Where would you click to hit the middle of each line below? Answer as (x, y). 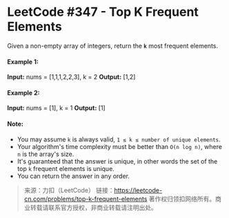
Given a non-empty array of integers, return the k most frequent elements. (113, 46)
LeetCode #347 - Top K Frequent (103, 12)
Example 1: (23, 61)
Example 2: (23, 92)
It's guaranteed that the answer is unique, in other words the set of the (117, 161)
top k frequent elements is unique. (66, 168)
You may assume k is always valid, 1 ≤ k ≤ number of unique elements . (119, 139)
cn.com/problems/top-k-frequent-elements (86, 199)
